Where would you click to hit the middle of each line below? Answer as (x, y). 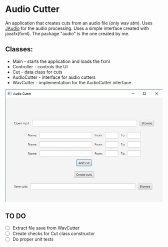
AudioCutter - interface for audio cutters (54, 77)
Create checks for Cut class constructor (53, 234)
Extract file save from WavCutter (46, 228)
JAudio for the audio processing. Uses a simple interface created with (77, 28)
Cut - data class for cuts (37, 72)
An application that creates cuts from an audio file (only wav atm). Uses (79, 23)
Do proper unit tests (33, 239)
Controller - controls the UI (40, 66)
